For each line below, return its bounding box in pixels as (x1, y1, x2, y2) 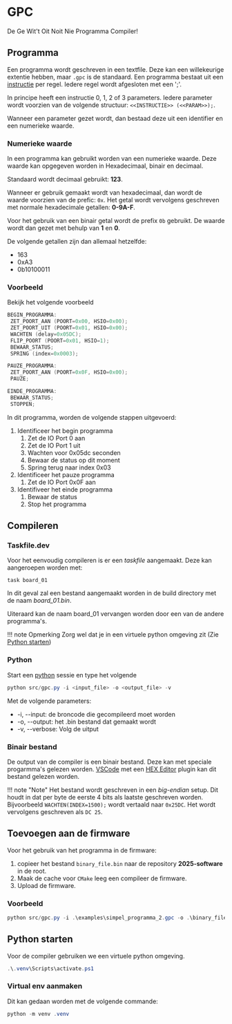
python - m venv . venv (7, 1010, 70, 1017)
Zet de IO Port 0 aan (27, 434, 86, 442)
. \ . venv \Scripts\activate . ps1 (7, 965, 95, 972)
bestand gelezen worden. (7, 772, 80, 780)
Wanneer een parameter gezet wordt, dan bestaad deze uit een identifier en (7, 114, 223, 122)
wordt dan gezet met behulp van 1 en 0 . (7, 224, 121, 232)
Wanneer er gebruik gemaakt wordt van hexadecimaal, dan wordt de (7, 189, 202, 197)
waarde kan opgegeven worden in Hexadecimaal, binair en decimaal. (7, 162, 204, 170)
